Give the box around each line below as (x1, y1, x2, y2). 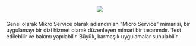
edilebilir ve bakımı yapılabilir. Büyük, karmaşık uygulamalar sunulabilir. (6, 32, 179, 40)
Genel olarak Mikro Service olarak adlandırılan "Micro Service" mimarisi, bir (6, 20, 191, 27)
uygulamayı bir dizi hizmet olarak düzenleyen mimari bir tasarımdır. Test (6, 27, 182, 34)
